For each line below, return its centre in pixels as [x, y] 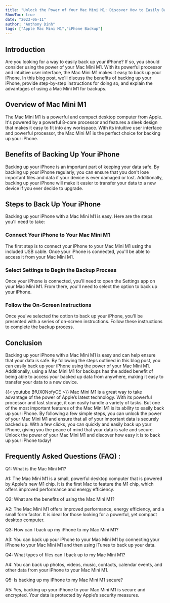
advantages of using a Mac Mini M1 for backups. [56, 88]
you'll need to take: [25, 222]
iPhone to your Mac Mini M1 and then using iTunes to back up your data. [80, 545]
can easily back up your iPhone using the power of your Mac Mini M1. [78, 366]
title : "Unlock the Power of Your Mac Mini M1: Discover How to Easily [82, 10]
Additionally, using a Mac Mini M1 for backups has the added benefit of [79, 371]
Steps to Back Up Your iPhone [53, 204]
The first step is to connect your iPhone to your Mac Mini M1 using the [78, 246]
